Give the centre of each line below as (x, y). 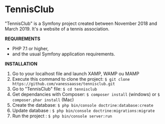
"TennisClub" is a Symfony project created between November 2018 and (81, 23)
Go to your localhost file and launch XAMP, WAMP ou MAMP (76, 73)
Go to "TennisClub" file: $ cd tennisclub (54, 89)
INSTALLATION (21, 64)
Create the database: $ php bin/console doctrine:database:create (83, 105)
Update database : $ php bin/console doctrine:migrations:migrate (83, 110)
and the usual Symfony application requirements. (64, 54)
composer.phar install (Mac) (43, 100)
